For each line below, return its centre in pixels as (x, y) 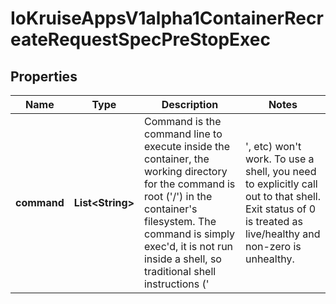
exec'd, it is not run (188, 246)
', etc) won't (273, 146)
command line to (183, 134)
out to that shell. (283, 196)
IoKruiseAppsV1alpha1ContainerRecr (167, 18)
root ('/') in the (178, 196)
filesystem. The (180, 221)
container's (170, 209)
